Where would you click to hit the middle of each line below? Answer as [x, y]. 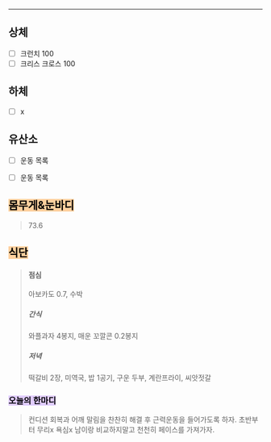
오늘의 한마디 [32, 401]
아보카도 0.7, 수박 [55, 294]
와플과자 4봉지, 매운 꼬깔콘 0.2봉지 [83, 336]
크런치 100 [37, 53]
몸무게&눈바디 [42, 205]
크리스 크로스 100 [48, 63]
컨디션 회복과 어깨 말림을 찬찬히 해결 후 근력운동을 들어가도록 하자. [132, 419]
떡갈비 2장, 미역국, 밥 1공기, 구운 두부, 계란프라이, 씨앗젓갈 [119, 378]
